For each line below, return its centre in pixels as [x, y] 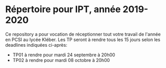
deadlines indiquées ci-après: [36, 45]
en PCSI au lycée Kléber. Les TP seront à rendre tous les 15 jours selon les [83, 40]
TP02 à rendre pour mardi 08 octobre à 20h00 [61, 60]
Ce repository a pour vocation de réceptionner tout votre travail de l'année [83, 34]
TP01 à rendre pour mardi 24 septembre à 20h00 [64, 55]
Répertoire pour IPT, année [63, 9]
